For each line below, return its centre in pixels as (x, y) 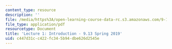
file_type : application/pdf (35, 24)
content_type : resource (31, 10)
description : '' (23, 15)
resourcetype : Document (31, 29)
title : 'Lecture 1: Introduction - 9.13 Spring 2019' (64, 34)
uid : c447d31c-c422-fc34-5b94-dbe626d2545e (52, 39)
